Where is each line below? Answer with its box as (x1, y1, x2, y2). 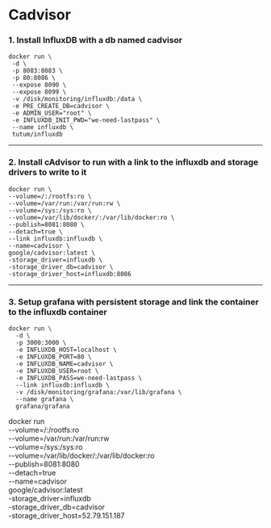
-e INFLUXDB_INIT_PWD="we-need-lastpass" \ (11, 116, 161, 124)
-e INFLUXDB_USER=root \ (15, 367, 99, 375)
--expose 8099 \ (11, 88, 67, 96)
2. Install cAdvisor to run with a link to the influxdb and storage (8, 157, 259, 168)
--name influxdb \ (11, 124, 74, 132)
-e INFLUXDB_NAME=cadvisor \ (15, 360, 114, 368)
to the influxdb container (8, 306, 107, 317)
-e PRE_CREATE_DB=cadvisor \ (11, 103, 110, 111)
